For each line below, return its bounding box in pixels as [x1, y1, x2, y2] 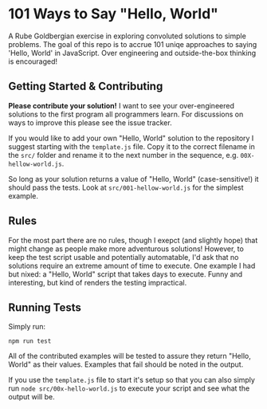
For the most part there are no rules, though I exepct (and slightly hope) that [8, 235, 258, 245]
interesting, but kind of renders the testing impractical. [8, 277, 187, 287]
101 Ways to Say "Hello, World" [8, 5, 219, 23]
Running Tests [8, 301, 81, 314]
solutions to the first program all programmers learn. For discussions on [8, 109, 244, 119]
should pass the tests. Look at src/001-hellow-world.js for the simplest [8, 183, 245, 192]
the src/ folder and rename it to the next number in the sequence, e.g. [8, 150, 239, 159]
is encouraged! [8, 57, 58, 66]
